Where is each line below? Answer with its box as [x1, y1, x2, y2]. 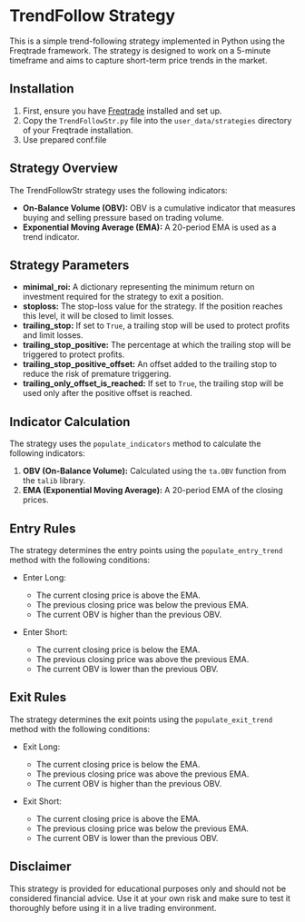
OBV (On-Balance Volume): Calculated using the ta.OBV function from [22, 465, 287, 477]
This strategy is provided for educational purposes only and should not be [9, 883, 287, 894]
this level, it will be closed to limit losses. [22, 311, 174, 322]
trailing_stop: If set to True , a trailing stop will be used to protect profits [22, 320, 290, 332]
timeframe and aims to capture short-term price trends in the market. [9, 55, 268, 65]
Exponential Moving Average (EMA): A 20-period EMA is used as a [22, 222, 277, 233]
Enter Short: [22, 627, 68, 637]
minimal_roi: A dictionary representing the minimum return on [22, 282, 255, 292]
